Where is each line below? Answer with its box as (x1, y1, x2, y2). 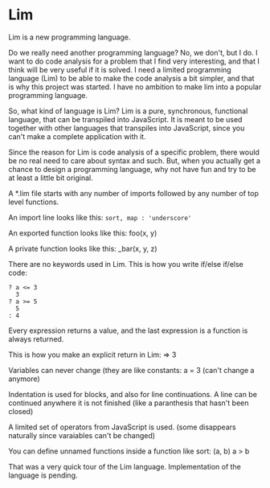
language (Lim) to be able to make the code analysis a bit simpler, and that (8, 73, 255, 83)
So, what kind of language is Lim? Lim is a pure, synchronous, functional (8, 106, 248, 116)
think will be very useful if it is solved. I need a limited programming (8, 64, 231, 74)
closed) (8, 406, 34, 416)
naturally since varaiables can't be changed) (8, 430, 155, 440)
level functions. (8, 197, 59, 207)
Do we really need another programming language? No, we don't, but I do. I (8, 47, 258, 57)
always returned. (8, 334, 64, 343)
